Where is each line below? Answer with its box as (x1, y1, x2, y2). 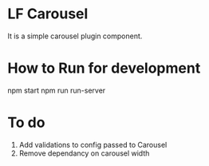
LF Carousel (7, 5, 89, 23)
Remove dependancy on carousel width (18, 148, 150, 158)
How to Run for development (7, 59, 201, 77)
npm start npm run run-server (7, 85, 106, 95)
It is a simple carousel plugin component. (7, 31, 143, 41)
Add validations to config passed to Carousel (18, 140, 168, 149)
